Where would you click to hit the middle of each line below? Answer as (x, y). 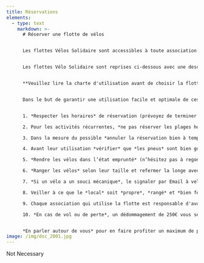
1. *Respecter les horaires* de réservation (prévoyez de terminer (110, 116)
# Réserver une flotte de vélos (63, 35)
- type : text (28, 23)
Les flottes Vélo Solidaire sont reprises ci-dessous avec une (104, 67)
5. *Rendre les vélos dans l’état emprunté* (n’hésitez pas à (103, 160)
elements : (19, 18)
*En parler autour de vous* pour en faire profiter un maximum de (108, 231)
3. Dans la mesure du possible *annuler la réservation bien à (104, 138)
